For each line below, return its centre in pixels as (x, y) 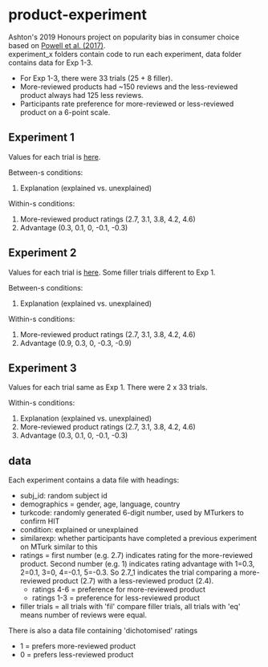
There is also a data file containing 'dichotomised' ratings (103, 631)
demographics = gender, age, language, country (100, 504)
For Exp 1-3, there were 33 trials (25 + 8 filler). (96, 78)
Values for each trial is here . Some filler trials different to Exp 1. (112, 272)
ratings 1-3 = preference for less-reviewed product (116, 598)
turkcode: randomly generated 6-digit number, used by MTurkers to (132, 513)
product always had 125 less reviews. (82, 95)
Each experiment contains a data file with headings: (93, 480)
